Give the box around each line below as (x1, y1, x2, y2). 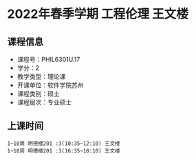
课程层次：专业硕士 (17, 98, 72, 106)
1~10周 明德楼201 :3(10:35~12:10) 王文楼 (7, 140, 120, 147)
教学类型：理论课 (17, 73, 66, 80)
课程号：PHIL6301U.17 (17, 56, 80, 63)
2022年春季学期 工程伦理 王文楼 (7, 6, 189, 22)
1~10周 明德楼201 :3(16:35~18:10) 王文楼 (7, 147, 120, 155)
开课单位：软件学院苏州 (17, 81, 84, 89)
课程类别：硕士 (17, 90, 60, 98)
